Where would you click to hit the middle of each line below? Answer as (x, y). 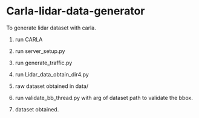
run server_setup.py (40, 51)
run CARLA (29, 39)
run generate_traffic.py (44, 63)
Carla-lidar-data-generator (76, 11)
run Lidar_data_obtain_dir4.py (52, 74)
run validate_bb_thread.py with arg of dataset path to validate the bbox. (104, 98)
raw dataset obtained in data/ (52, 86)
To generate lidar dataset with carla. (51, 28)
